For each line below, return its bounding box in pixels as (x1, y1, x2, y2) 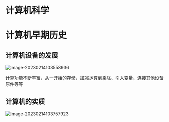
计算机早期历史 (5, 30, 67, 41)
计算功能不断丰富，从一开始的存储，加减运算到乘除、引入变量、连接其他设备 (5, 75, 164, 81)
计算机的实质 (5, 97, 45, 106)
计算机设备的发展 (5, 51, 58, 59)
